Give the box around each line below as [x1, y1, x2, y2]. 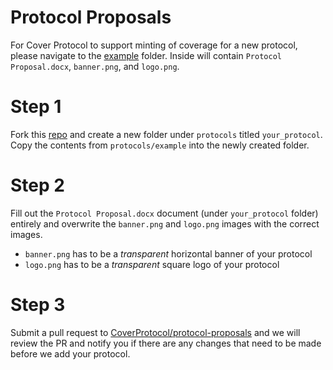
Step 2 [10, 174, 65, 197]
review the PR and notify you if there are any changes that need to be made [10, 337, 322, 349]
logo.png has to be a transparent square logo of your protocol [24, 258, 280, 270]
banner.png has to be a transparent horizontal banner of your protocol [24, 247, 313, 260]
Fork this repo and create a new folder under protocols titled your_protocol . [10, 128, 323, 140]
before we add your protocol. [10, 347, 131, 360]
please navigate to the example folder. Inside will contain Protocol [10, 49, 282, 61]
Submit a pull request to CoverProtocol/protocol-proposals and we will [10, 326, 301, 338]
